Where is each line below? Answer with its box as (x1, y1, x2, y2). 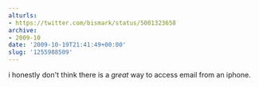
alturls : (8, 11, 37, 20)
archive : (8, 26, 37, 34)
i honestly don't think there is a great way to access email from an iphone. (8, 70, 251, 79)
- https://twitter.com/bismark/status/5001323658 (8, 19, 177, 27)
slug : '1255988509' (8, 48, 73, 56)
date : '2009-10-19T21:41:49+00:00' (8, 41, 127, 49)
